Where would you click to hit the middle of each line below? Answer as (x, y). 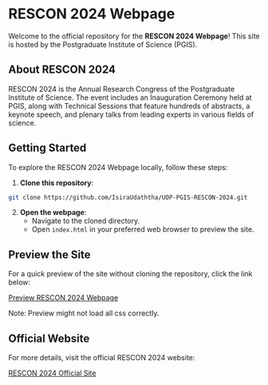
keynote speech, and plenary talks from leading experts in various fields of (131, 114)
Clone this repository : (57, 183)
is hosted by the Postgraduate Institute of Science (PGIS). (103, 44)
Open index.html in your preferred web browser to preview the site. (143, 229)
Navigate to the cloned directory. (86, 221)
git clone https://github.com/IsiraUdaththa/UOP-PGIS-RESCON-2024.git (128, 197)
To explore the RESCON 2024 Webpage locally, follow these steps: (118, 167)
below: (19, 282)
